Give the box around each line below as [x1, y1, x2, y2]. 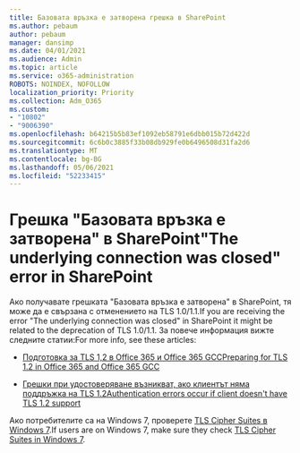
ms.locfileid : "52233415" [9, 171, 106, 180]
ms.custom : [9, 105, 50, 114]
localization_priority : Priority [9, 88, 134, 97]
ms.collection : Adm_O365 [9, 96, 102, 106]
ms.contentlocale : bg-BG [9, 154, 102, 164]
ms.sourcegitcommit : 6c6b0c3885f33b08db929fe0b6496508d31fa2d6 [9, 138, 251, 147]
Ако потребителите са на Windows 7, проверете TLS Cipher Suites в [9, 415, 268, 426]
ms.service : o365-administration [9, 72, 134, 81]
